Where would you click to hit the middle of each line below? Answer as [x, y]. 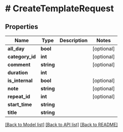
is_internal [20, 80]
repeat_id [19, 96]
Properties [22, 27]
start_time [20, 105]
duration [18, 73]
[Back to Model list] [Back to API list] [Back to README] [61, 125]
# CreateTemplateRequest [60, 9]
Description [74, 40]
